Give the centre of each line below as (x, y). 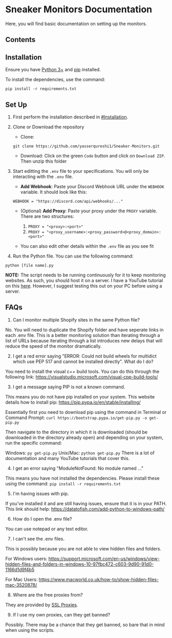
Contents (20, 40)
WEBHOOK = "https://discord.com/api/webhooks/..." (68, 201)
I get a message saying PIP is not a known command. (69, 387)
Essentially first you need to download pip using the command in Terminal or (86, 412)
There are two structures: (47, 216)
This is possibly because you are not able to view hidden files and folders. (83, 549)
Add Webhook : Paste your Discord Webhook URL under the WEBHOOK (92, 186)
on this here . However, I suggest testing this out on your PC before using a (84, 286)
